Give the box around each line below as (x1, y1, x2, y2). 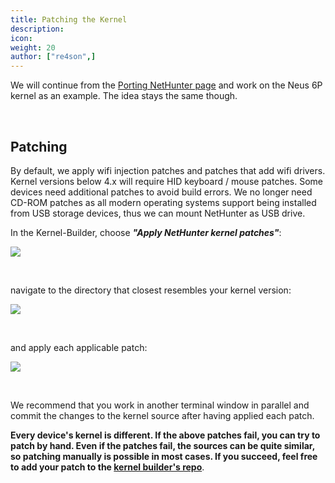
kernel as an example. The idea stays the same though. (10, 90, 238, 102)
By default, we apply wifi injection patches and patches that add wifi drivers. (10, 164, 326, 176)
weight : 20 (10, 42, 56, 53)
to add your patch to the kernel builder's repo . (10, 461, 205, 473)
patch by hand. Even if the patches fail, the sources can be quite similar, (10, 439, 315, 451)
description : (10, 24, 65, 34)
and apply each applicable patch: (10, 341, 148, 353)
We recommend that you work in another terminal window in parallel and (10, 399, 310, 411)
